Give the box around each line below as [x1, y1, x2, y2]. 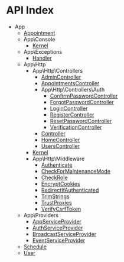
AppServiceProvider [32, 218, 81, 225]
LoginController [50, 105, 88, 112]
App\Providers [23, 211, 59, 219]
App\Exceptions [23, 48, 63, 55]
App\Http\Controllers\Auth [41, 86, 105, 93]
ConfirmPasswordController [50, 92, 118, 99]
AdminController [41, 73, 81, 80]
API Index [6, 4, 54, 17]
